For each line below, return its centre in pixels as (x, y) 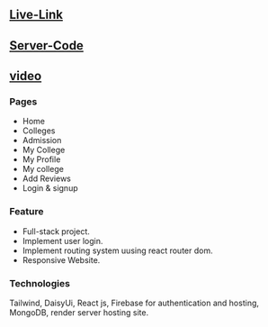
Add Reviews (47, 178)
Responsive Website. (61, 259)
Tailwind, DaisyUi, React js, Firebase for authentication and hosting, (134, 303)
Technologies (40, 283)
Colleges (39, 131)
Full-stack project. (56, 231)
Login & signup (50, 188)
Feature (27, 212)
